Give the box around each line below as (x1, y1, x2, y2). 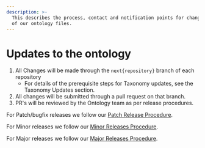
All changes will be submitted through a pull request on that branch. (15, 93, 186, 100)
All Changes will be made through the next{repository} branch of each (15, 67, 195, 74)
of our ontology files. (12, 20, 72, 26)
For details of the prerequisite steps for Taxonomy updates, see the (24, 80, 193, 87)
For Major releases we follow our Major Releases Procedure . (6, 135, 158, 142)
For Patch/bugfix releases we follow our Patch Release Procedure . (6, 111, 173, 119)
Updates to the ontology (6, 46, 131, 61)
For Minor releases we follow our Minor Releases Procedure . (6, 123, 159, 130)
